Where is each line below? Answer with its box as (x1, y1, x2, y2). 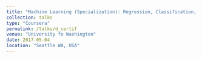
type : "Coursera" (6, 20, 50, 26)
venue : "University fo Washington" (6, 31, 96, 37)
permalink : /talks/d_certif (6, 25, 78, 32)
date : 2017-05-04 (6, 37, 50, 43)
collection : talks (6, 14, 53, 21)
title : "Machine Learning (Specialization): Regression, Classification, (6, 8, 197, 15)
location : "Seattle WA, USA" (6, 43, 80, 49)
